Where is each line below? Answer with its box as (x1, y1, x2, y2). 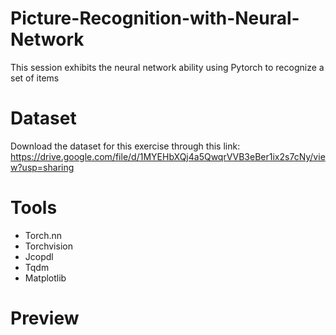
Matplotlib (24, 272, 67, 284)
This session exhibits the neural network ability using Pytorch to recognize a (10, 61, 325, 73)
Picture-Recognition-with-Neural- (10, 7, 300, 30)
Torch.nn (24, 229, 63, 241)
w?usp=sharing (10, 161, 75, 173)
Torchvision (24, 240, 73, 252)
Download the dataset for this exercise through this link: (10, 140, 241, 152)
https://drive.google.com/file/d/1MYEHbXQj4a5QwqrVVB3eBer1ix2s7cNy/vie (10, 150, 326, 162)
